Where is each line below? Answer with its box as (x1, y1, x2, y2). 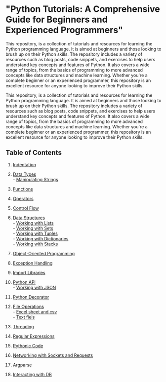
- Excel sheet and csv (12, 308, 57, 314)
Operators (12, 195, 34, 201)
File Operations (12, 304, 44, 309)
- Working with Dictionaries (12, 235, 69, 241)
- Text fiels (12, 314, 35, 320)
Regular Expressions (12, 333, 55, 339)
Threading (12, 323, 34, 329)
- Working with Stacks (12, 241, 58, 247)
